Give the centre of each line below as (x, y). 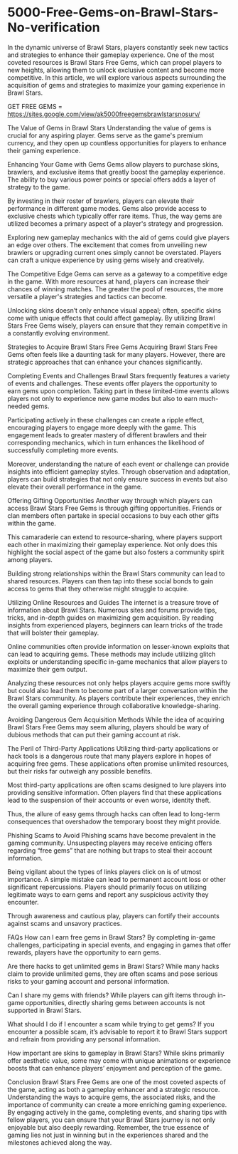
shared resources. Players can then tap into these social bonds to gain (110, 581)
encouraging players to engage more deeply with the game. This (102, 427)
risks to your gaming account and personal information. (88, 981)
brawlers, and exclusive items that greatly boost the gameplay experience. (116, 172)
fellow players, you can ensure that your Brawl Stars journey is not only (112, 1120)
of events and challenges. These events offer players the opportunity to (112, 383)
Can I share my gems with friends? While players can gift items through (112, 995)
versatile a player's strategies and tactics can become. (87, 296)
